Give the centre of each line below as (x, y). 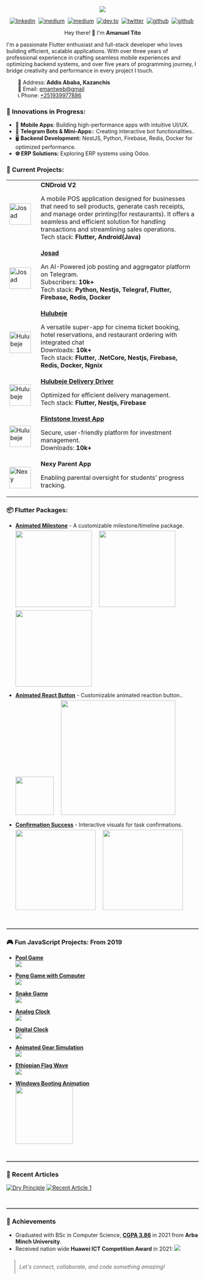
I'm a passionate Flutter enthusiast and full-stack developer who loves (95, 45)
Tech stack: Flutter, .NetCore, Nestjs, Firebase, (109, 358)
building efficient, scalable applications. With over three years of (87, 51)
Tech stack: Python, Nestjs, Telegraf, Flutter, (106, 289)
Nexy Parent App (66, 463)
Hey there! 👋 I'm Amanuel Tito (103, 33)
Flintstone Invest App (73, 419)
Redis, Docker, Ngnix (72, 365)
